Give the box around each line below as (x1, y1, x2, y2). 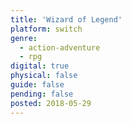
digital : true (10, 61, 70, 71)
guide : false (10, 80, 65, 90)
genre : (10, 33, 38, 43)
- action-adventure (19, 42, 101, 53)
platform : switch (10, 24, 83, 34)
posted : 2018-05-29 (10, 98, 92, 108)
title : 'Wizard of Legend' (10, 14, 123, 25)
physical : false (10, 71, 78, 81)
